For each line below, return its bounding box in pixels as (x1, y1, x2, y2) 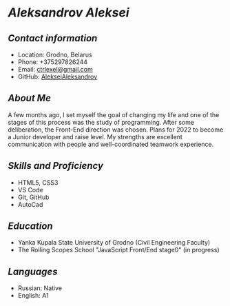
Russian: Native (17, 284, 63, 292)
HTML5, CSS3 (17, 178, 59, 187)
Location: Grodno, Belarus (17, 50, 92, 59)
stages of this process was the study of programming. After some (8, 118, 195, 126)
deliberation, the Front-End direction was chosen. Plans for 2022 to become (8, 125, 224, 134)
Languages (8, 265, 58, 277)
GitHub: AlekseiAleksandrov (17, 72, 98, 81)
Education (8, 221, 54, 232)
